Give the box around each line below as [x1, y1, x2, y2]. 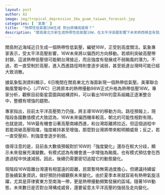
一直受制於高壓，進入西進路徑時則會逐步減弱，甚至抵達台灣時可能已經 [18, 63, 160, 68]
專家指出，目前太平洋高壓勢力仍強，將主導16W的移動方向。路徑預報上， [5, 108, 152, 114]
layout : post [5, 7, 32, 12]
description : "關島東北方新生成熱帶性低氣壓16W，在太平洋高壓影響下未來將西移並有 [5, 30, 156, 35]
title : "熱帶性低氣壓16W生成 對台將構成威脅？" [5, 26, 95, 31]
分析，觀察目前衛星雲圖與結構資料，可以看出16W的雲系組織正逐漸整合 [9, 92, 152, 97]
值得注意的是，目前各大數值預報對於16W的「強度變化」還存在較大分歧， [5, 143, 152, 149]
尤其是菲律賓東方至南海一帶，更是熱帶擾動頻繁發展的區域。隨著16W [13, 178, 152, 184]
